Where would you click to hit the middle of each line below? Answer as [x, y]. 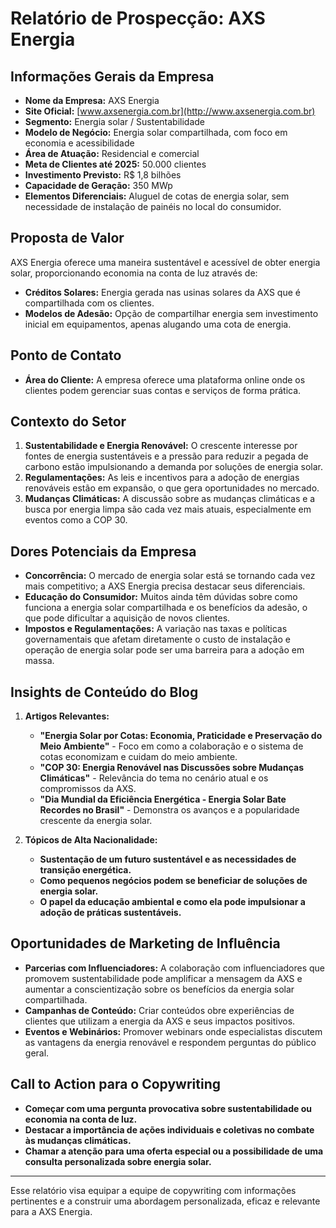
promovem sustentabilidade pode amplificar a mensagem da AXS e [163, 978]
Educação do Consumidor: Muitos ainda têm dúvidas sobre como [161, 597]
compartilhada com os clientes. [89, 303]
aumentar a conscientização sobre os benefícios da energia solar [159, 989]
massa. [39, 661]
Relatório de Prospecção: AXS [138, 18]
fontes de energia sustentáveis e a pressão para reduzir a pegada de [166, 456]
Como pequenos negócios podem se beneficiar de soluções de [173, 881]
